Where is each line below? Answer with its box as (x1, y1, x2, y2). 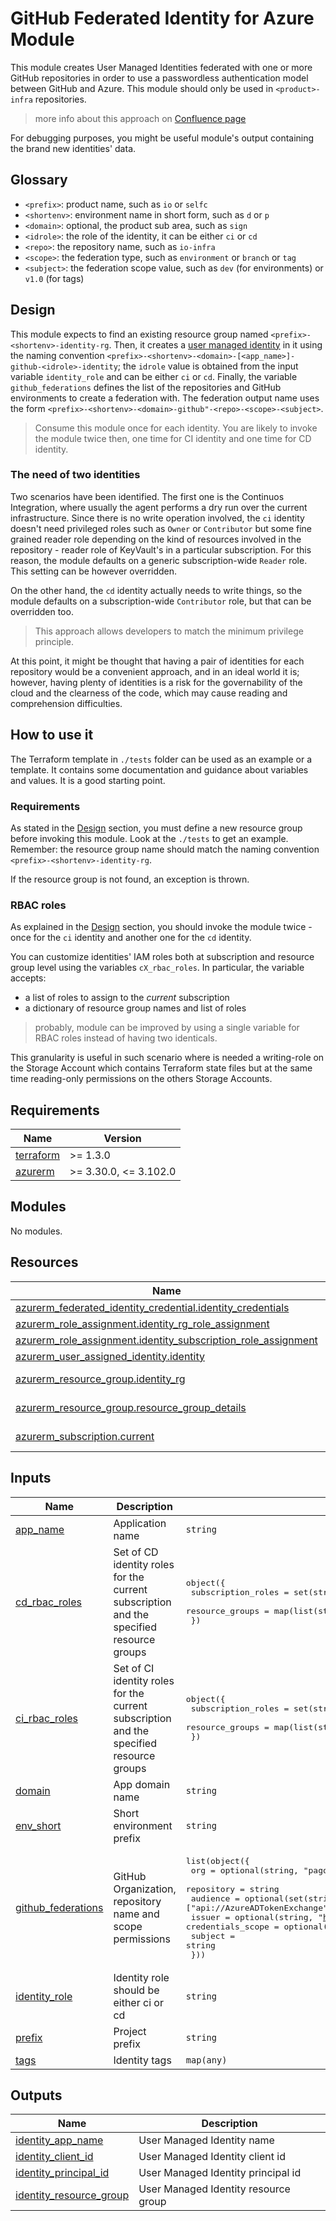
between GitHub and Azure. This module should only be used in (10, 82, 274, 94)
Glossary (10, 172, 68, 189)
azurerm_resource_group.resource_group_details (15, 1400, 247, 1414)
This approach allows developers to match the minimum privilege (34, 625, 304, 637)
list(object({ (185, 1855, 250, 1866)
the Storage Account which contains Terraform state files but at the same (10, 1062, 313, 1074)
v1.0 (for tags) (24, 272, 85, 284)
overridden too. (10, 605, 74, 617)
